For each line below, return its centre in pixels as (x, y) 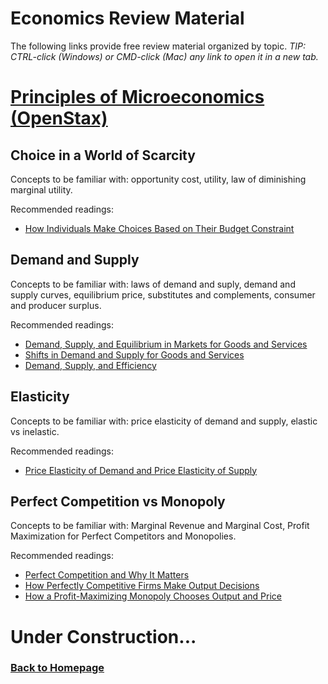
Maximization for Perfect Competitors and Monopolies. (123, 536)
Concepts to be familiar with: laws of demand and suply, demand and (153, 284)
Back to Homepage (57, 668)
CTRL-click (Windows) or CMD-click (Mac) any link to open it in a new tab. (164, 56)
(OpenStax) (59, 118)
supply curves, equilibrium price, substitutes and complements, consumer (163, 294)
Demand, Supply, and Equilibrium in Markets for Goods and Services (166, 344)
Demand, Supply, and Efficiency (90, 365)
